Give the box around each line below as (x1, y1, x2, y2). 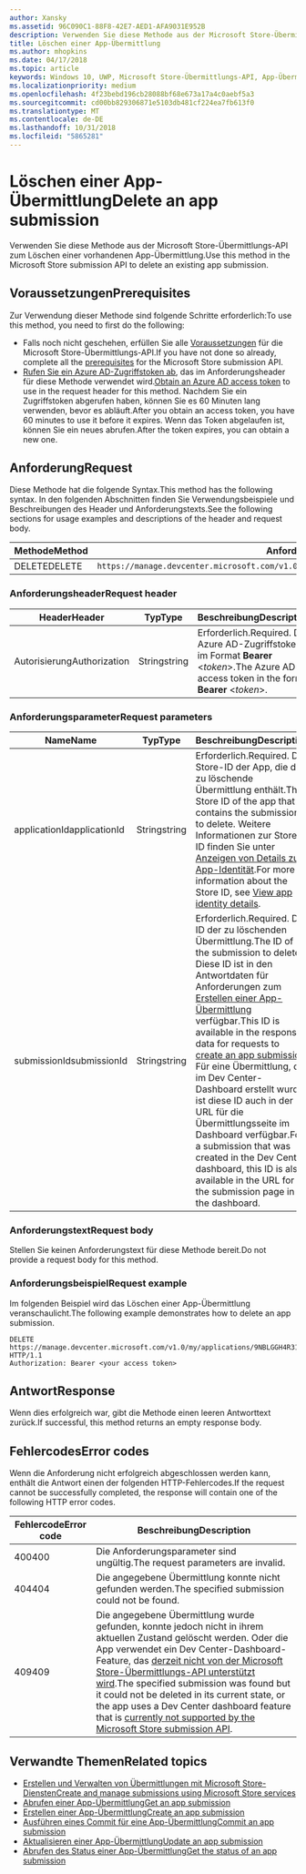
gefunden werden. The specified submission (96, 1583, 285, 1595)
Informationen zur (195, 830, 272, 842)
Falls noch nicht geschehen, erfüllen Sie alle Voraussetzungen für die (22, 337, 284, 348)
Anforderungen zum (195, 981, 282, 993)
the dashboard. (195, 1197, 261, 1209)
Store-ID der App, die (195, 761, 289, 774)
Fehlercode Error (14, 1518, 87, 1531)
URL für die (195, 1105, 244, 1118)
